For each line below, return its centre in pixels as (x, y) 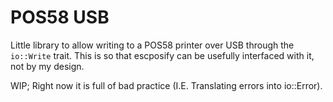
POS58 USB (60, 17)
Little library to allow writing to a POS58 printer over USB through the (152, 45)
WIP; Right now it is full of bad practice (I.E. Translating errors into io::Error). (166, 85)
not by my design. (47, 66)
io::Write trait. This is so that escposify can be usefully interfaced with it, (162, 55)
